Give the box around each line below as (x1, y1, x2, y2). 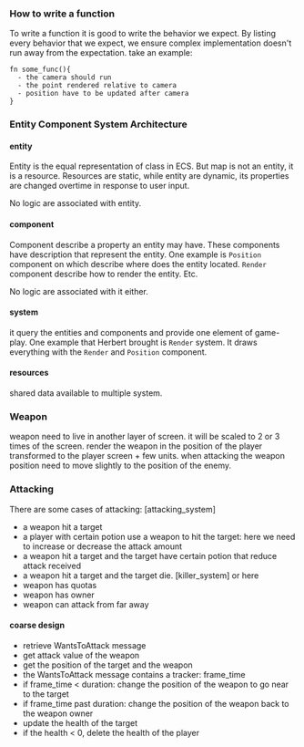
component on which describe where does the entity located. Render (9, 258, 267, 269)
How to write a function (9, 7, 116, 20)
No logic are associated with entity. (9, 198, 142, 209)
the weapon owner (22, 708, 94, 719)
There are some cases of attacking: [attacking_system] (9, 503, 216, 514)
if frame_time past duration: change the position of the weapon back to (22, 698, 289, 709)
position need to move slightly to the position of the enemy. (9, 460, 232, 472)
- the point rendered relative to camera (17, 81, 177, 90)
